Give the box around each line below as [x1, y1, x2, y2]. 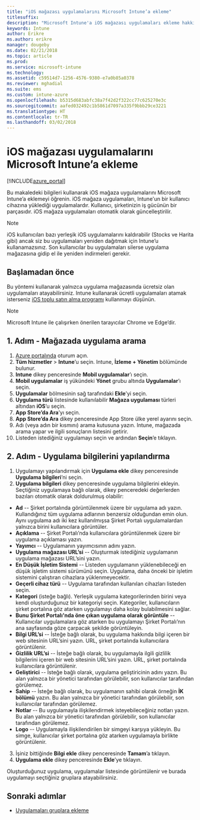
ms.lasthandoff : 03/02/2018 [7, 120, 77, 126]
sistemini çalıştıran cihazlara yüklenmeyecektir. [15, 573, 131, 581]
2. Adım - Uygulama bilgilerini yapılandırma [7, 451, 170, 462]
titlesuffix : [7, 14, 39, 20]
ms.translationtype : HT [7, 108, 66, 114]
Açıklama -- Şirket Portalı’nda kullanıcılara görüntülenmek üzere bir [15, 529, 180, 537]
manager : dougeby [7, 42, 50, 48]
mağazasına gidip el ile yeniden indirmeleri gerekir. [7, 250, 131, 257]
